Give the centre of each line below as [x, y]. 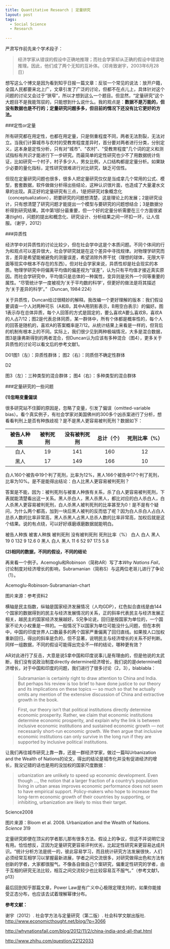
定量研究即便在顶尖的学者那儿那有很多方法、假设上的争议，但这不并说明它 [83, 839]
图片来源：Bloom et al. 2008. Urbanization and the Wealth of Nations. [78, 822]
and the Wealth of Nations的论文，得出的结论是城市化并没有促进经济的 [79, 759]
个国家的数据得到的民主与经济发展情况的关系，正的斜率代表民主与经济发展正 [85, 613]
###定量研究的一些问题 [30, 386]
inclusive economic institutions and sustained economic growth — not [91, 726]
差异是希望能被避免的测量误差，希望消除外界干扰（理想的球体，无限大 [87, 257]
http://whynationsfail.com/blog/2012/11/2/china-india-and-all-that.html [79, 931]
